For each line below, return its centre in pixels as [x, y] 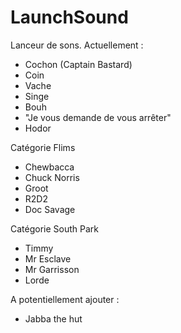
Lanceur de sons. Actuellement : [77, 45]
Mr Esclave [48, 258]
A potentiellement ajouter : [65, 299]
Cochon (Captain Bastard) [78, 64]
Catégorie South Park [54, 228]
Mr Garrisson [52, 269]
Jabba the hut [53, 318]
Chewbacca [49, 167]
